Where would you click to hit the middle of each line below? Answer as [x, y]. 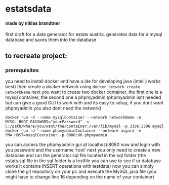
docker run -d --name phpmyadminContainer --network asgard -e [73, 131]
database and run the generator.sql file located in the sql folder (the [76, 156]
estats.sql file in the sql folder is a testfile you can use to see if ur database [83, 161]
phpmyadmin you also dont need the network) [53, 108]
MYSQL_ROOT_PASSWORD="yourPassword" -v [47, 122]
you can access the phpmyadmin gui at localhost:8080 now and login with [83, 144]
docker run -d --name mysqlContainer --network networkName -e [73, 118]
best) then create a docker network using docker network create [73, 87]
